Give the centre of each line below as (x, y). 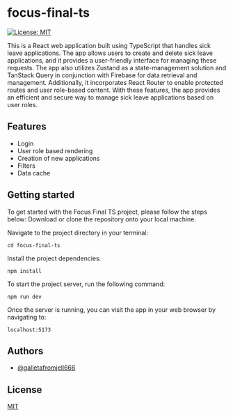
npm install (24, 271)
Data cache (34, 173)
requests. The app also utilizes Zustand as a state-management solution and (117, 68)
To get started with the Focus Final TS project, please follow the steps (107, 212)
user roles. (23, 104)
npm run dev (24, 297)
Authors (25, 351)
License (25, 390)
